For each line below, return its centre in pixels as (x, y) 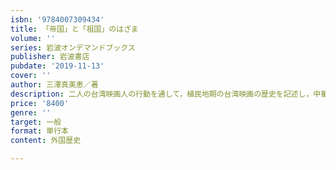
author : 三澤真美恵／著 (54, 85)
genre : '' (31, 112)
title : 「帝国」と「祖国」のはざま (74, 29)
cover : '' (31, 76)
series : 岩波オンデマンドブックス (73, 47)
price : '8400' (40, 103)
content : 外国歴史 (46, 141)
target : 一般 (36, 122)
